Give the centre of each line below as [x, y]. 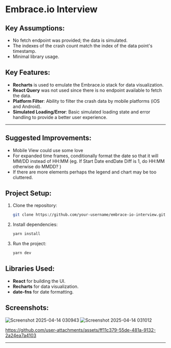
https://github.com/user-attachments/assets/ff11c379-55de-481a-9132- [81, 330]
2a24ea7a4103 [21, 335]
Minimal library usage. [36, 56]
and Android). [27, 106]
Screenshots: [27, 308]
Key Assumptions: [35, 28]
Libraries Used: [30, 269]
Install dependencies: [35, 224]
